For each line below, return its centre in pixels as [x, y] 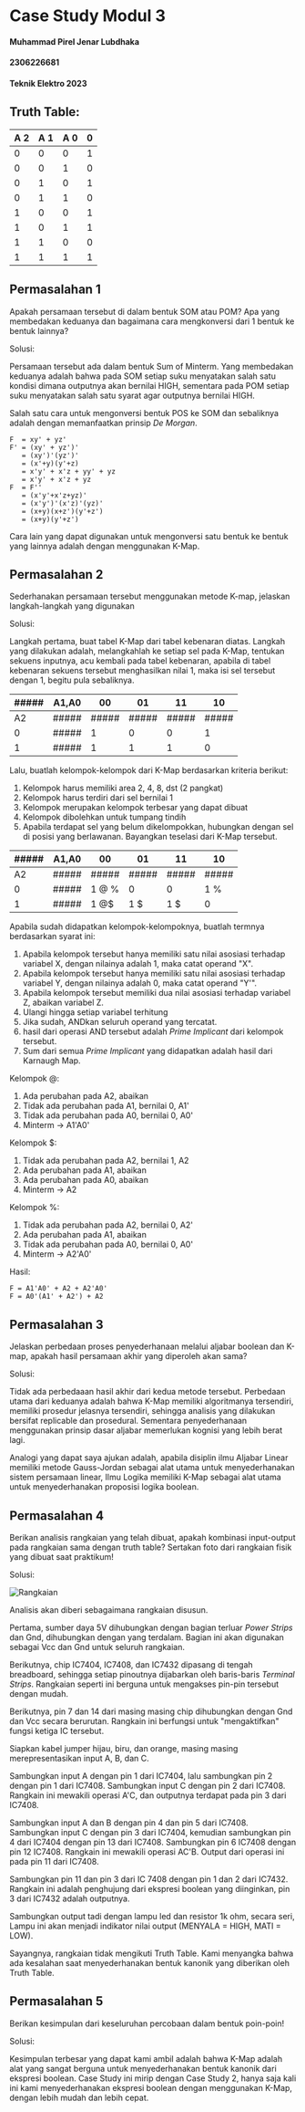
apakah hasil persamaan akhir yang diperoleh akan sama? [139, 1356]
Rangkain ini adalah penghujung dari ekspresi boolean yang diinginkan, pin [150, 1889]
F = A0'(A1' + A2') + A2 [56, 1297]
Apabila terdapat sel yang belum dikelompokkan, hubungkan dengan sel [158, 827]
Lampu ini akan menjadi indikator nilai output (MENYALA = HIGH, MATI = [146, 1926]
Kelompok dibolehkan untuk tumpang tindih [104, 817]
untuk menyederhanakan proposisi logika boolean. [104, 1487]
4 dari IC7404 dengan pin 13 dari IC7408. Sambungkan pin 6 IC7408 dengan [153, 1842]
